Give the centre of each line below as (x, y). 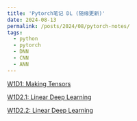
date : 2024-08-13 (32, 20)
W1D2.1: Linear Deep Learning (49, 97)
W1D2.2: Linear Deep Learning (50, 110)
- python (26, 39)
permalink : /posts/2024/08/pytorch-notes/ (68, 26)
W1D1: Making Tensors (39, 83)
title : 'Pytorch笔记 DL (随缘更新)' (56, 13)
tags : (15, 32)
